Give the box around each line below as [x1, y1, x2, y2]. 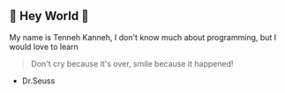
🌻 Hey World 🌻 [9, 9, 90, 24]
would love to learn [9, 41, 79, 52]
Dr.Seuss [21, 75, 56, 86]
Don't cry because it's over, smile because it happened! [30, 58, 234, 68]
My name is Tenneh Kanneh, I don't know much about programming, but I [9, 32, 277, 42]
